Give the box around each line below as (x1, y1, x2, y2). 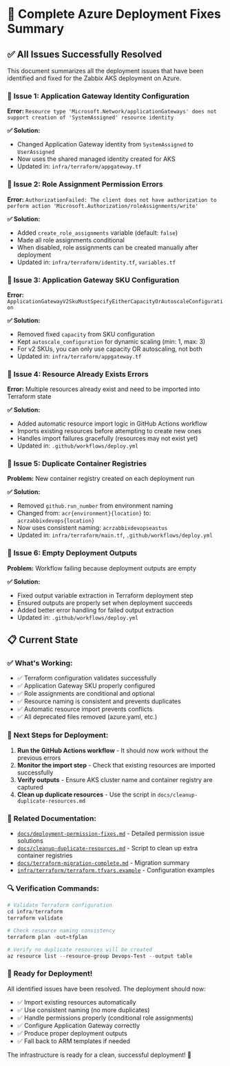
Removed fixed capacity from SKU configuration (17, 330, 155, 338)
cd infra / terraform (7, 908, 63, 915)
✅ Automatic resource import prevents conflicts (17, 705, 153, 714)
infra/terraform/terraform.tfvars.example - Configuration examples (17, 866, 215, 875)
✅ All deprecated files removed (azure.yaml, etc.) (17, 713, 158, 721)
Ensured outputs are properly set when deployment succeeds (17, 598, 193, 607)
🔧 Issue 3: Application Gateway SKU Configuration (7, 275, 180, 285)
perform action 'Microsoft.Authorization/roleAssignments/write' (7, 202, 198, 209)
